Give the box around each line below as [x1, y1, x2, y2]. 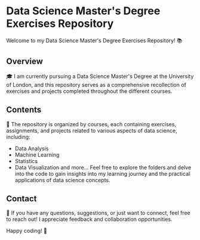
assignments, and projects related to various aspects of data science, [6, 127, 177, 134]
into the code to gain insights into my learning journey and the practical [14, 170, 190, 177]
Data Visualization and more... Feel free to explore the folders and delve [14, 164, 192, 171]
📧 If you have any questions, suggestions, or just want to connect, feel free [6, 210, 191, 217]
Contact [6, 194, 37, 204]
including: [6, 133, 31, 141]
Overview [6, 57, 44, 67]
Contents [6, 105, 42, 115]
